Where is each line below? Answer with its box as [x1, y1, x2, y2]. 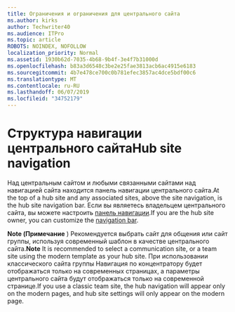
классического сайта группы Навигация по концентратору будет [7, 259, 203, 268]
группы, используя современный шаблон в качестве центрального [7, 237, 210, 245]
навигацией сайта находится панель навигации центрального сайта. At [7, 186, 220, 194]
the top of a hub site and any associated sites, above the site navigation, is [7, 193, 223, 202]
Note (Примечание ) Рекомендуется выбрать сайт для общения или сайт [7, 229, 228, 238]
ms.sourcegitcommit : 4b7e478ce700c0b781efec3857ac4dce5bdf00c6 [7, 69, 196, 76]
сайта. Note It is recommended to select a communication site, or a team [7, 244, 217, 253]
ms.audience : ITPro [7, 30, 65, 37]
